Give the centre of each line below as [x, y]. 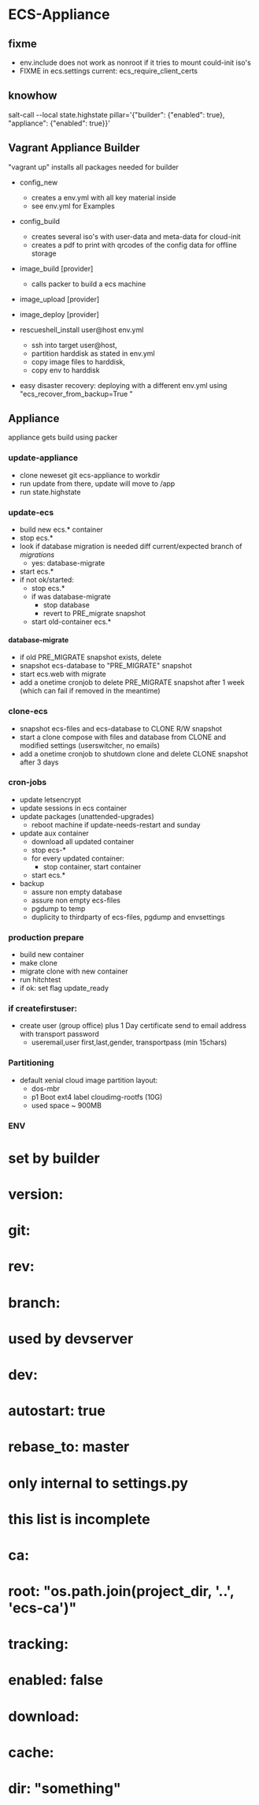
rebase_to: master [69, 1447]
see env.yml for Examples [73, 206]
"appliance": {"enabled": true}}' [59, 123]
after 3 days [39, 762]
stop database [67, 605]
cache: [31, 1752]
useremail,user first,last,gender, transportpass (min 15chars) [129, 1042]
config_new [39, 182]
